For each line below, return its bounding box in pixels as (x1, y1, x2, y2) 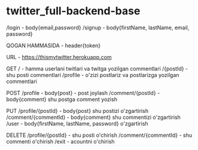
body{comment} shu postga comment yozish (6, 96, 118, 103)
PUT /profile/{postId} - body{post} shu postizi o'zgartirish (6, 107, 148, 114)
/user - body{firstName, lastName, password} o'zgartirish (6, 120, 148, 127)
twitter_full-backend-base (6, 4, 141, 18)
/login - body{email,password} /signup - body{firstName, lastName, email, (6, 24, 190, 31)
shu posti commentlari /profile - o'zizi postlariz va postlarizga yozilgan (6, 71, 179, 78)
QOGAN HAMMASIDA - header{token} (6, 42, 101, 49)
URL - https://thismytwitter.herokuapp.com (6, 53, 112, 60)
